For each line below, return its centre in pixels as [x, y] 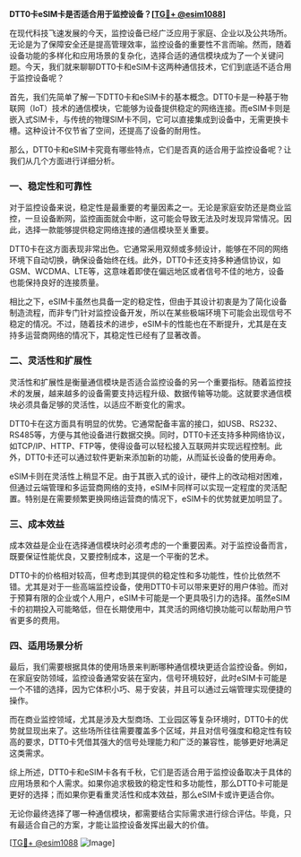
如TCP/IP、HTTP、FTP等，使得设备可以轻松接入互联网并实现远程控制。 [142, 446]
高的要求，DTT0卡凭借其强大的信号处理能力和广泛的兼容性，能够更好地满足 [149, 742]
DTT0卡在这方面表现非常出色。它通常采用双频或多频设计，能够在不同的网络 [149, 249]
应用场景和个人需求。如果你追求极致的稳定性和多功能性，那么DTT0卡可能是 [149, 783]
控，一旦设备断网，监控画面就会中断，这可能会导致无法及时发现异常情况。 [146, 219]
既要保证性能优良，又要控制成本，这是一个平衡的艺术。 [111, 556]
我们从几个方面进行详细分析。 [64, 161]
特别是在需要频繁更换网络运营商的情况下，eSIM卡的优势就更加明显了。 [156, 498]
